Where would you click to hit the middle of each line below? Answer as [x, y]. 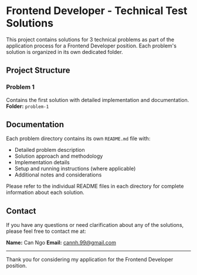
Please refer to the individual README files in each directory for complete [95, 186]
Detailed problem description [50, 150]
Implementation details [42, 162]
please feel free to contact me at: [46, 231]
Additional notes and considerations [58, 175]
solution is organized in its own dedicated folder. [64, 52]
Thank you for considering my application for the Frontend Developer [90, 260]
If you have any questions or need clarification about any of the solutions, [95, 225]
